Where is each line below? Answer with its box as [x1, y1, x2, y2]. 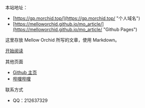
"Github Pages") [103, 26, 137, 32]
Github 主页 [12, 69, 37, 75]
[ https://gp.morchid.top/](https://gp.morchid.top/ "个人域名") [12, 15, 140, 21]
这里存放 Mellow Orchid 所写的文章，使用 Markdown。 [5, 37, 120, 43]
